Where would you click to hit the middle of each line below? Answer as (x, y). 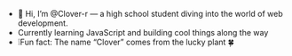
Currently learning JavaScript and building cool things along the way (143, 32)
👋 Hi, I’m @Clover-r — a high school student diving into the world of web (150, 14)
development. (43, 23)
